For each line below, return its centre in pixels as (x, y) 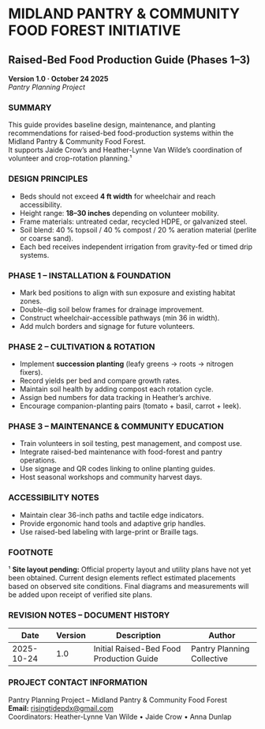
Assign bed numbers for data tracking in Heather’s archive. (115, 398)
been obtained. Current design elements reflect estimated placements (122, 578)
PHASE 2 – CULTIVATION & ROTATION (82, 346)
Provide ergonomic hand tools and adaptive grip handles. (113, 523)
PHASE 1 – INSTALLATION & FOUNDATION (90, 275)
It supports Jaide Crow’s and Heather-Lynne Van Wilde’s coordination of (125, 150)
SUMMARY (30, 108)
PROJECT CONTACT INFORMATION (78, 682)
